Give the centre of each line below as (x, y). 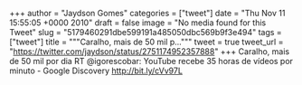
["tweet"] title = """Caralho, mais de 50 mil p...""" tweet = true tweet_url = (146, 42)
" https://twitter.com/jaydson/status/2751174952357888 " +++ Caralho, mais (150, 52)
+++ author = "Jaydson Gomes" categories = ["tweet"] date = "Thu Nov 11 (147, 13)
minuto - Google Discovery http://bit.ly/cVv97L (96, 71)
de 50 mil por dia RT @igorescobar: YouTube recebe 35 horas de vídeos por (151, 61)
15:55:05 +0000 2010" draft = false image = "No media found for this (138, 23)
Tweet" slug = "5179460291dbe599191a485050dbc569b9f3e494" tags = (146, 32)
